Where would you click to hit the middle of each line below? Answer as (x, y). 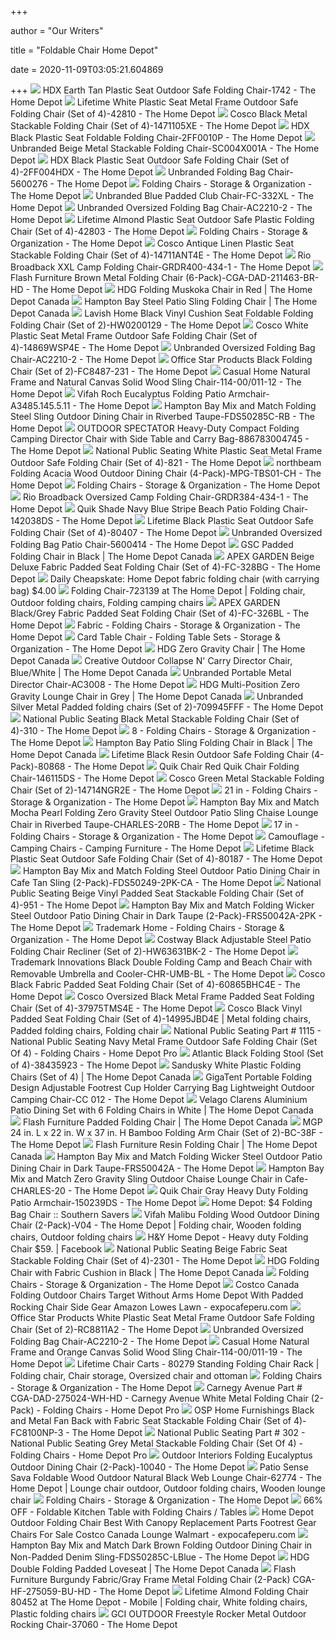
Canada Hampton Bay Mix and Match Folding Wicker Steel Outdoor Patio (166, 1156)
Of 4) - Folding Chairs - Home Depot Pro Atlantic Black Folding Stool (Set (167, 1053)
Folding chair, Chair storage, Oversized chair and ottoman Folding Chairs (166, 1375)
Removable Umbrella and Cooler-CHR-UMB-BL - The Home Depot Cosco (168, 974)
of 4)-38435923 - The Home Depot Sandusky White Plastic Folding (156, 1065)
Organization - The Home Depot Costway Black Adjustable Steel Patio (161, 939)
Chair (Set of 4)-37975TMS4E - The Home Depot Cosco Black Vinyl (156, 1008)
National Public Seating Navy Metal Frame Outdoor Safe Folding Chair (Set (164, 1041)
